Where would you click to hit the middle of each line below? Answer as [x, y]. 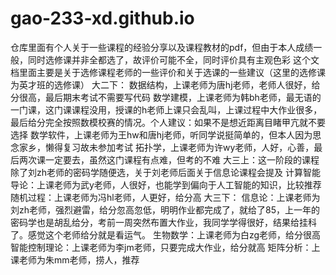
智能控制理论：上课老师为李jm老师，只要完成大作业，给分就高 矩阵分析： [161, 247]
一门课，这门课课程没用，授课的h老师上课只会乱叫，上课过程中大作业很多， [166, 109]
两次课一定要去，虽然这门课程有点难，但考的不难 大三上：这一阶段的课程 [169, 159]
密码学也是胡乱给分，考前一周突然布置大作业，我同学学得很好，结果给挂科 [163, 222]
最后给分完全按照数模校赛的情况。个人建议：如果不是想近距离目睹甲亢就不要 [168, 122]
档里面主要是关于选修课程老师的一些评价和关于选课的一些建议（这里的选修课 [168, 72]
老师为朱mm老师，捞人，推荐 [79, 259]
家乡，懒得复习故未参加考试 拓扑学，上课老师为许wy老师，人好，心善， [166, 147]
